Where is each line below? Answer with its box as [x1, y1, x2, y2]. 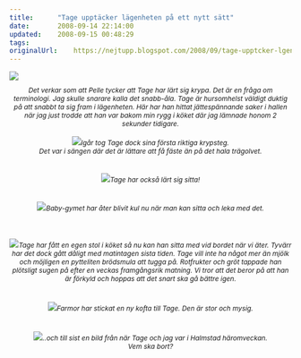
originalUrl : [9, 47, 58, 55]
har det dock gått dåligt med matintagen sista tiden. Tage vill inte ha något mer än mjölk [12, 249, 289, 259]
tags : [9, 38, 30, 47]
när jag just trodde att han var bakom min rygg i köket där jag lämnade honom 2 [23, 111, 278, 121]
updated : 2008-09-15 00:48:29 [9, 30, 134, 38]
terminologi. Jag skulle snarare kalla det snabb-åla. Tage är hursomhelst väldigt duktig [13, 94, 288, 104]
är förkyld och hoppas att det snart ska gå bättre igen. [64, 274, 236, 284]
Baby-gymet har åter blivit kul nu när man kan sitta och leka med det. [46, 203, 264, 213]
